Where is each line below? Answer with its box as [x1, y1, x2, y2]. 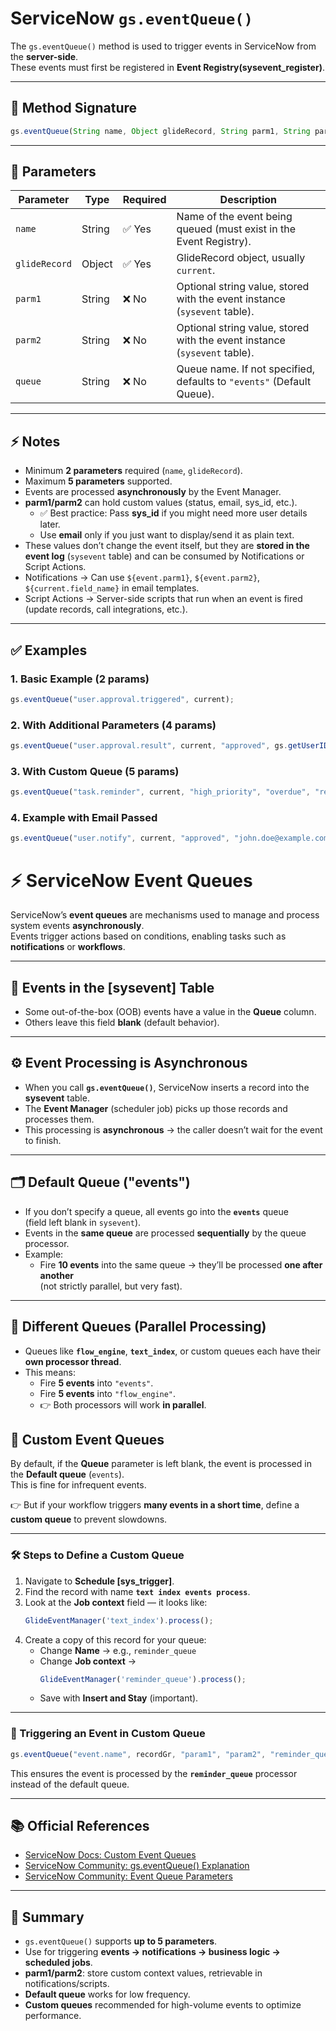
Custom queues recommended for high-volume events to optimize [24, 1999, 302, 2011]
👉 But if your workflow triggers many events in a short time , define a [10, 1499, 300, 1511]
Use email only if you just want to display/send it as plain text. [39, 529, 295, 541]
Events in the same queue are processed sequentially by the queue [24, 1227, 307, 1239]
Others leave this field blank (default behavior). [24, 1017, 220, 1029]
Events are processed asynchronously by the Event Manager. [24, 486, 282, 498]
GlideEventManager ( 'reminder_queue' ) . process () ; [39, 1674, 247, 1684]
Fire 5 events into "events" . [39, 1377, 154, 1389]
